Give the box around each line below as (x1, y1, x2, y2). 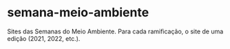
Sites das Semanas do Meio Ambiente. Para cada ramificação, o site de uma (7, 27, 224, 35)
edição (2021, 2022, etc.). (7, 34, 81, 42)
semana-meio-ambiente (7, 5, 149, 20)
